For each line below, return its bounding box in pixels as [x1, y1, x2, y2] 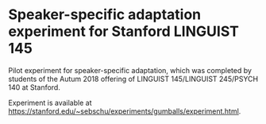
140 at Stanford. [8, 82, 61, 92]
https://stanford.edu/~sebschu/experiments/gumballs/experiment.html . [8, 106, 241, 116]
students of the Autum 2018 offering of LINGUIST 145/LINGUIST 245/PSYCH [8, 74, 259, 83]
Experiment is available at [8, 98, 92, 107]
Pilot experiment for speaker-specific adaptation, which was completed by [8, 65, 253, 75]
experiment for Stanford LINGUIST [8, 22, 240, 41]
